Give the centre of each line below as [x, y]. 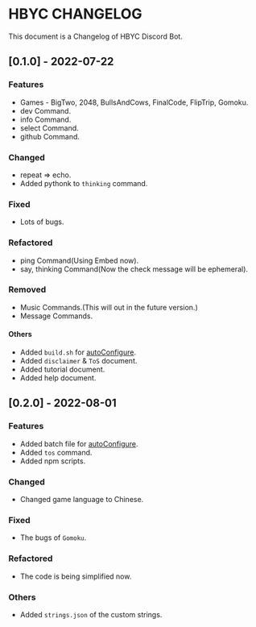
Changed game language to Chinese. [82, 499]
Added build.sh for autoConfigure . [78, 352]
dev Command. [45, 110]
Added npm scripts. [53, 461]
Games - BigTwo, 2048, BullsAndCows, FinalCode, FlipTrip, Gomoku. [134, 102]
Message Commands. [56, 316]
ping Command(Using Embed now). [79, 260]
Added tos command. [56, 452]
